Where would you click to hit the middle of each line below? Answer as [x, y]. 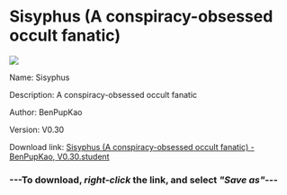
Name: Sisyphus [40, 77]
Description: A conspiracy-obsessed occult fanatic [103, 94]
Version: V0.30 [37, 129]
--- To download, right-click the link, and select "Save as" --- [144, 180]
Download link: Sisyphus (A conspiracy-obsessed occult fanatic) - [132, 146]
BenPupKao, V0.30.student [59, 156]
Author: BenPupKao [46, 112]
